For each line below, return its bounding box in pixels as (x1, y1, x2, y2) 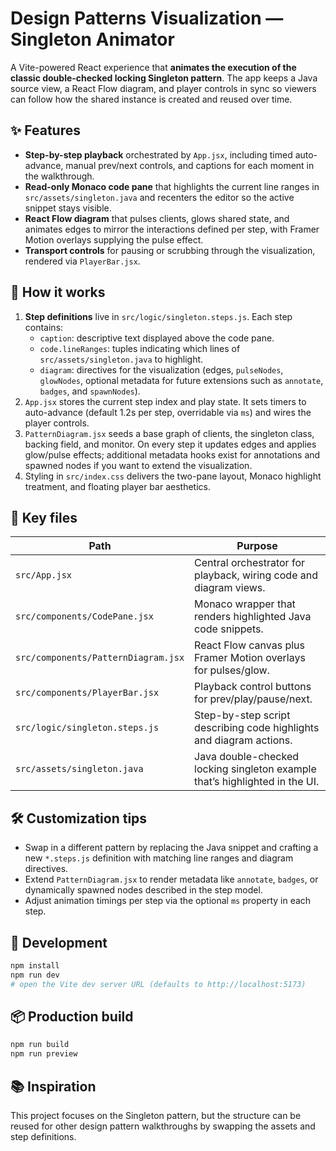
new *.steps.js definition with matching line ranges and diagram (24, 852, 294, 864)
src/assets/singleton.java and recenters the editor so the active (24, 191, 295, 203)
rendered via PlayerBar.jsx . (24, 255, 141, 267)
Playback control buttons (194, 680, 312, 694)
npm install (10, 961, 60, 971)
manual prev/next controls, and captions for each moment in (65, 159, 315, 171)
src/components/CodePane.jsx (15, 611, 154, 622)
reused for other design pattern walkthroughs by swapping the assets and (10, 1120, 316, 1132)
